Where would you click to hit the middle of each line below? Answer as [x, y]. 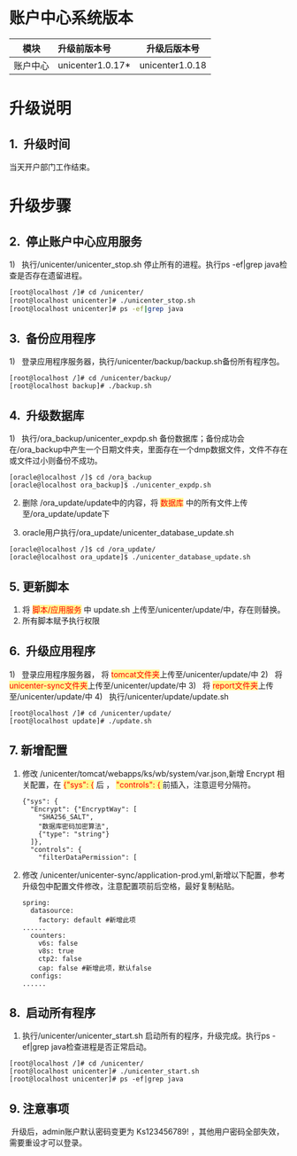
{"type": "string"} [74, 834]
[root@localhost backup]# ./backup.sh [80, 387]
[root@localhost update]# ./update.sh [80, 721]
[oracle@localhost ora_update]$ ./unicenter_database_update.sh [130, 558]
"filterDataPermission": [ [88, 857]
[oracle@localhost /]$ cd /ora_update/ [83, 550]
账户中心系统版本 [72, 18]
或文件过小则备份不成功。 [56, 461]
